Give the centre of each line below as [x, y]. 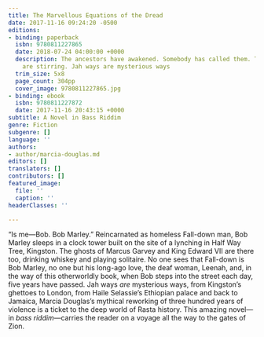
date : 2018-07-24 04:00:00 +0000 [70, 52]
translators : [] [35, 169]
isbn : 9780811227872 [49, 103]
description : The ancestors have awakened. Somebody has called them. [133, 60]
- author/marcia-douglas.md [54, 154]
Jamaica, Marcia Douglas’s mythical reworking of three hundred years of [126, 301]
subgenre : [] [29, 132]
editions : [24, 30]
